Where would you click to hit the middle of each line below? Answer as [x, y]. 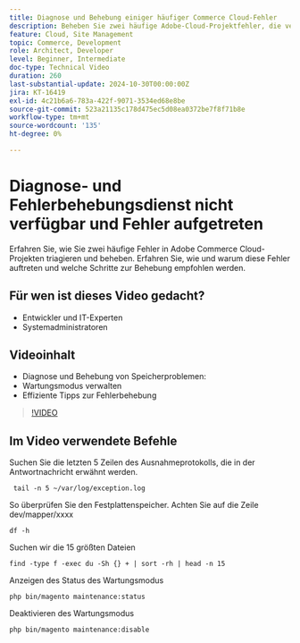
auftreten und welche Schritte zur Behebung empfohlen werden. [128, 267]
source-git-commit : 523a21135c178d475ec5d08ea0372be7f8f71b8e [127, 109]
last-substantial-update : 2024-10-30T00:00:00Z [100, 84]
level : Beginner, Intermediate [67, 59]
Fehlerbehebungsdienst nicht [121, 205]
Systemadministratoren [65, 326]
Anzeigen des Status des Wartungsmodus [87, 580]
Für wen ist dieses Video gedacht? [107, 296]
